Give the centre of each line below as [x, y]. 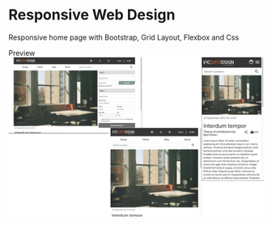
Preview [22, 53]
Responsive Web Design [92, 15]
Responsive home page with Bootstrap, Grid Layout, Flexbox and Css [124, 37]
